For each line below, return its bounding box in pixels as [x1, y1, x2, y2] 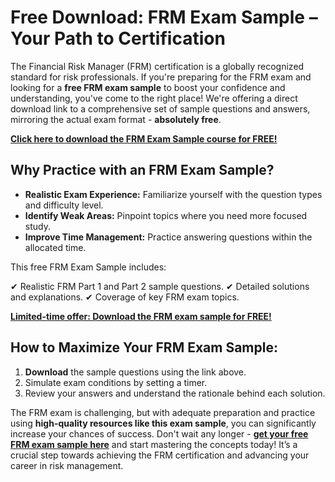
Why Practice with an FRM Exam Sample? [10, 162, 275, 179]
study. [24, 220, 51, 232]
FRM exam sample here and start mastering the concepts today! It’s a [10, 438, 298, 450]
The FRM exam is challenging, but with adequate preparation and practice [10, 406, 316, 418]
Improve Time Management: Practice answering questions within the [24, 231, 313, 243]
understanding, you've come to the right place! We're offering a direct [10, 92, 298, 104]
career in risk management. [10, 459, 124, 471]
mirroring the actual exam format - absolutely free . [10, 113, 222, 125]
